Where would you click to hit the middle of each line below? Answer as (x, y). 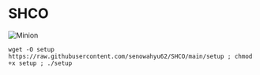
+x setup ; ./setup (40, 63)
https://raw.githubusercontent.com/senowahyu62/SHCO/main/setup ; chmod (130, 56)
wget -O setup (32, 49)
